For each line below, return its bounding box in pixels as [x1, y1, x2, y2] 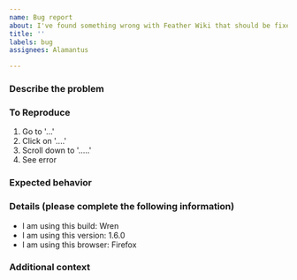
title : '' [9, 29, 46, 38]
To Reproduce [9, 106, 71, 118]
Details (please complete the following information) [9, 201, 235, 213]
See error [21, 155, 57, 165]
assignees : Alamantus [9, 46, 89, 55]
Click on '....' [21, 136, 67, 147]
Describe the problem [9, 83, 104, 95]
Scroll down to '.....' [21, 145, 92, 155]
